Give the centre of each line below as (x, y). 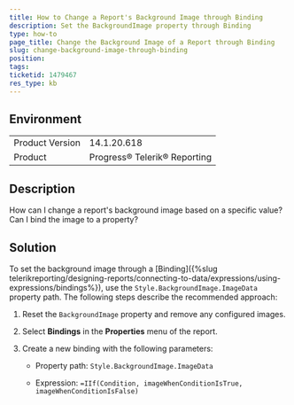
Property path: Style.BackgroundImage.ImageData (124, 366)
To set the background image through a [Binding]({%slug (114, 269)
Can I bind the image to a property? (74, 220)
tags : (19, 67)
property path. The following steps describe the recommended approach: (143, 297)
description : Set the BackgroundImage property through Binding (130, 26)
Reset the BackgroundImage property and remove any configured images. (154, 315)
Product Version (47, 143)
